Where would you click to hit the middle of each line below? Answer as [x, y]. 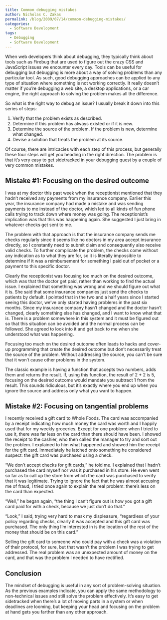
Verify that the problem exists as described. [57, 118]
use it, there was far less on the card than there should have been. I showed [83, 434]
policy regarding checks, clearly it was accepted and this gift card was [78, 522]
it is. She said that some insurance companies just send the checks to [77, 292]
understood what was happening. [40, 334]
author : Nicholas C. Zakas [33, 14]
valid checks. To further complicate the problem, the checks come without [82, 250]
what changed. [28, 134]
